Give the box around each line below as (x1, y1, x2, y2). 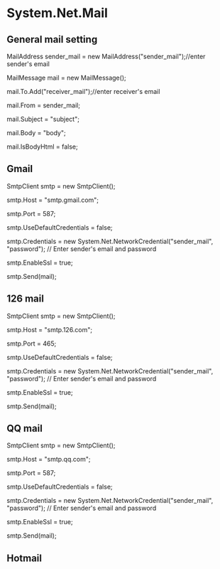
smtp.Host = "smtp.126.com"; (6, 325, 93, 334)
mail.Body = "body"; (6, 129, 66, 137)
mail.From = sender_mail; (6, 101, 81, 110)
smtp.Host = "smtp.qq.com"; (6, 455, 91, 464)
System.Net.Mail (6, 5, 108, 21)
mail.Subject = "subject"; (6, 115, 79, 123)
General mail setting (6, 33, 98, 46)
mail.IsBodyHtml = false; (6, 142, 79, 151)
